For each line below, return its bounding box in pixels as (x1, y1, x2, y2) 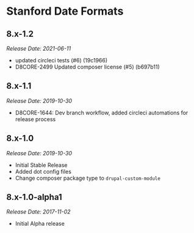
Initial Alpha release (15, 220, 65, 227)
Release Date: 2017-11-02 (6, 208, 71, 215)
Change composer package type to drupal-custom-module (15, 174, 160, 182)
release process (15, 115, 56, 123)
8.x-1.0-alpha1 (6, 192, 62, 202)
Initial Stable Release (15, 161, 68, 169)
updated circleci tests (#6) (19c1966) (15, 57, 108, 64)
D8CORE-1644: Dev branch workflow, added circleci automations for (15, 109, 189, 116)
